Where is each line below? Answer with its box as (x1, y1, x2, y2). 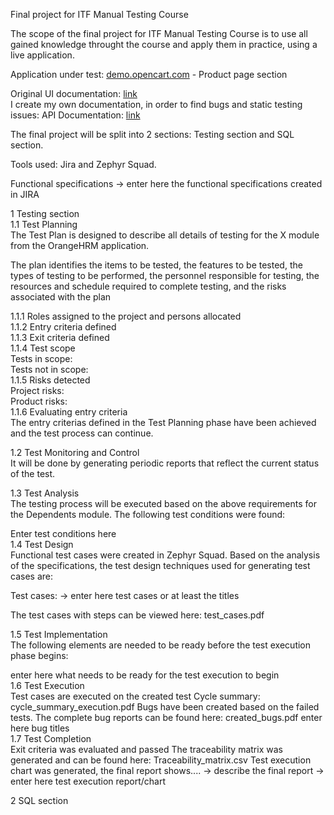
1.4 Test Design (10, 539, 74, 550)
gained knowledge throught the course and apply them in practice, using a (10, 39, 318, 50)
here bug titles (10, 722, 70, 734)
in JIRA (10, 189, 40, 200)
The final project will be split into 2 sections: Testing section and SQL (10, 129, 295, 140)
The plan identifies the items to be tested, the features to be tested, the (10, 259, 303, 271)
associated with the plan (10, 291, 112, 303)
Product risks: (10, 395, 68, 407)
